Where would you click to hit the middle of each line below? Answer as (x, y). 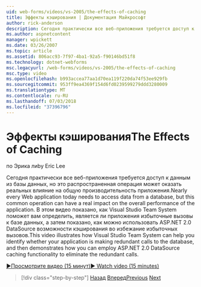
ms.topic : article (29, 51)
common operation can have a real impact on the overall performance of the (100, 203)
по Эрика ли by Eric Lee (36, 166)
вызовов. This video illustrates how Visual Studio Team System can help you (100, 235)
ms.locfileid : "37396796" (38, 107)
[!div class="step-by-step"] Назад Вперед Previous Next (91, 278)
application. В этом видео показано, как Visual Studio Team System (91, 210)
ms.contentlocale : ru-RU (37, 96)
